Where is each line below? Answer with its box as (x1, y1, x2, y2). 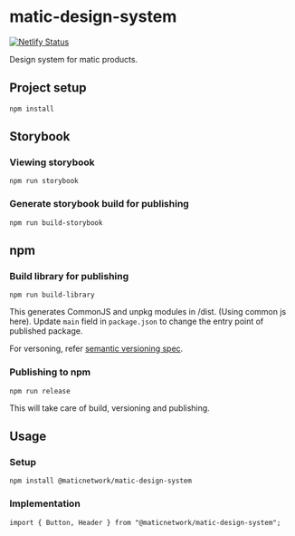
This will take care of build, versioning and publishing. (9, 402, 210, 414)
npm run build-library (9, 290, 95, 300)
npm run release (9, 386, 71, 395)
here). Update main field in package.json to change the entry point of (9, 316, 264, 327)
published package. (9, 326, 83, 336)
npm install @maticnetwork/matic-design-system (9, 476, 193, 486)
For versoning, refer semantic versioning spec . (9, 343, 184, 355)
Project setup (9, 80, 88, 96)
